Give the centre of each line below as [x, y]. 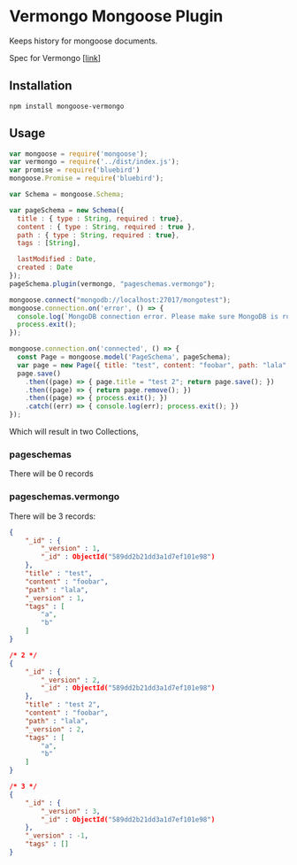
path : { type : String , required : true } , [99, 235]
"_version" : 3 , [71, 811]
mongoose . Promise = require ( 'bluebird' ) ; [87, 179]
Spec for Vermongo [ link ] [55, 58]
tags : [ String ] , [49, 243]
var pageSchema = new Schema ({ [67, 210]
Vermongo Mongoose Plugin [116, 16]
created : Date [45, 267]
